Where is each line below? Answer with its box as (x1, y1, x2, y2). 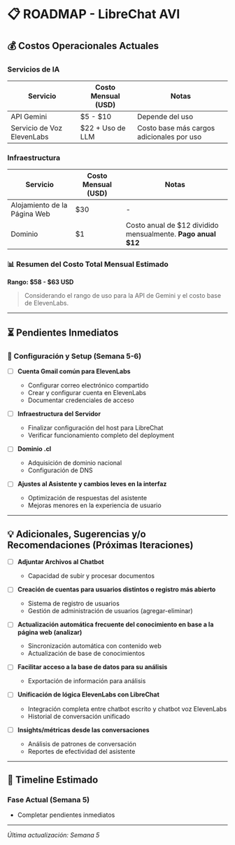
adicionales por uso (137, 132, 201, 142)
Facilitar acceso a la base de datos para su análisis (17, 663, 168, 671)
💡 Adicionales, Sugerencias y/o (7, 528, 146, 540)
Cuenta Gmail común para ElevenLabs (17, 367, 131, 376)
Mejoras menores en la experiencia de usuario (27, 501, 162, 509)
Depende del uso (137, 111, 194, 121)
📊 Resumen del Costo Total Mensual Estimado (7, 259, 169, 269)
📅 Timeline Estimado (7, 774, 99, 785)
